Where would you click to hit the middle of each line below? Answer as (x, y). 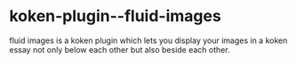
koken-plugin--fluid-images (116, 16)
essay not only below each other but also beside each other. (120, 49)
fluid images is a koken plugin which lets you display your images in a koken (148, 40)
